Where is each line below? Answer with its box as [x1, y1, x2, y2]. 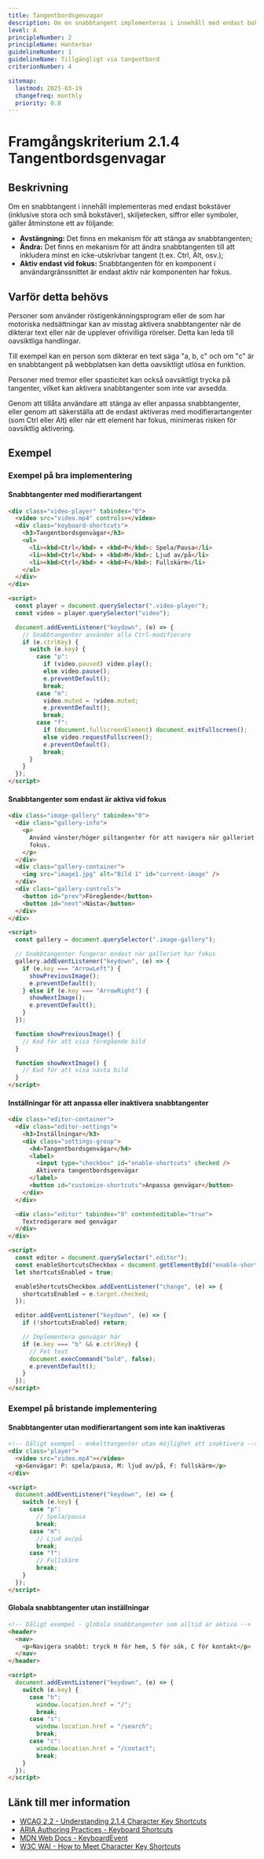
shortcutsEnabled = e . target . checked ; [22, 1289, 149, 1298]
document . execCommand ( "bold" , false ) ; [28, 1355, 156, 1363]
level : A [8, 26, 37, 34]
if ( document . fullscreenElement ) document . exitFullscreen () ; [42, 726, 247, 734]
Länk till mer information [8, 1795, 131, 1809]
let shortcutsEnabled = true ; [15, 1268, 114, 1276]
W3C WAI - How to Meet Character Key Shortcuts [19, 1842, 181, 1851]
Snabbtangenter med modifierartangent [8, 489, 142, 499]
